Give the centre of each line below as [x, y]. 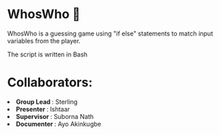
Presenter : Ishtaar [43, 109]
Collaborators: [50, 82]
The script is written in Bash [47, 54]
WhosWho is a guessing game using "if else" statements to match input [110, 33]
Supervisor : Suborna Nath [55, 116]
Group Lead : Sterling [47, 102]
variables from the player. [44, 40]
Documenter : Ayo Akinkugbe [59, 124]
